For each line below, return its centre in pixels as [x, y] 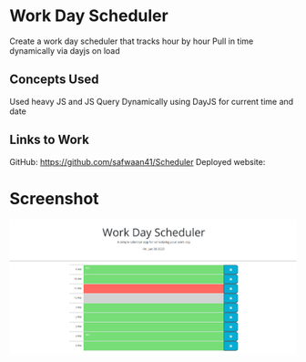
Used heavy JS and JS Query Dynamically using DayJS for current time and [152, 101]
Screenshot [54, 198]
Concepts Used [54, 80]
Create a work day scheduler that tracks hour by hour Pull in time [132, 41]
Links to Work [49, 140]
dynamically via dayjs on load [65, 50]
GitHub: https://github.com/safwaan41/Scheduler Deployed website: [138, 161]
